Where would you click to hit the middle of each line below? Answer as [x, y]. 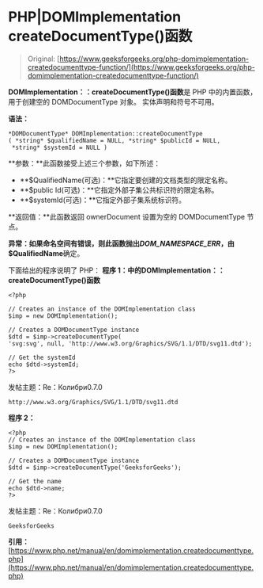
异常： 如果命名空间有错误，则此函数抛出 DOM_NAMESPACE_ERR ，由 [122, 243]
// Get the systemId [42, 357]
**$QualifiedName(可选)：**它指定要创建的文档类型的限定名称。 [126, 180]
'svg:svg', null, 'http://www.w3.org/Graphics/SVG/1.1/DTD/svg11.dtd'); [130, 344]
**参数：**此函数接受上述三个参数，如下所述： [85, 163]
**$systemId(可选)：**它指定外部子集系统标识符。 [102, 200]
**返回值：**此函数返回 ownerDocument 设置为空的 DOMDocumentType [127, 216]
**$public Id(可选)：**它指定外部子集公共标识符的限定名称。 [119, 189]
